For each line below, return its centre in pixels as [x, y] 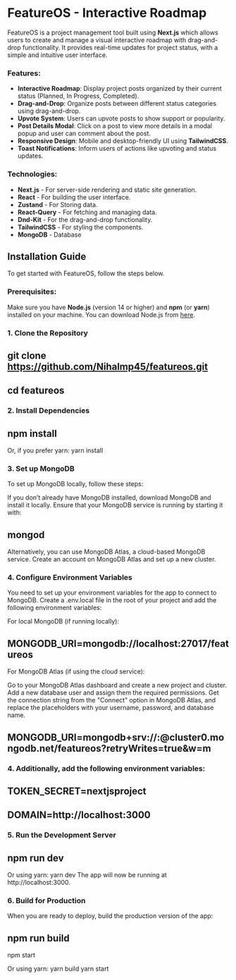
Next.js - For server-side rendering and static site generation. [107, 190]
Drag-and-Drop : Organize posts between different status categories [117, 104]
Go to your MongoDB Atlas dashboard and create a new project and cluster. [117, 686]
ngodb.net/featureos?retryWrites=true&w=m [109, 748]
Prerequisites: [32, 292]
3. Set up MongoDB [41, 469]
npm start [21, 955]
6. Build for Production [46, 901]
